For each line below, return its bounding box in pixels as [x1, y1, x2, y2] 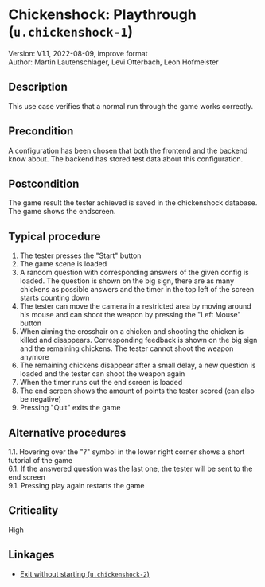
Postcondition [8, 177, 80, 190]
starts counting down [19, 293, 90, 303]
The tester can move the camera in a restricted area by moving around [19, 301, 252, 311]
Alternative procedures [8, 426, 127, 439]
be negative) [19, 395, 62, 404]
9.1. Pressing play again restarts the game [8, 481, 145, 490]
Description [8, 80, 68, 94]
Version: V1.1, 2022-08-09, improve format [8, 49, 149, 58]
